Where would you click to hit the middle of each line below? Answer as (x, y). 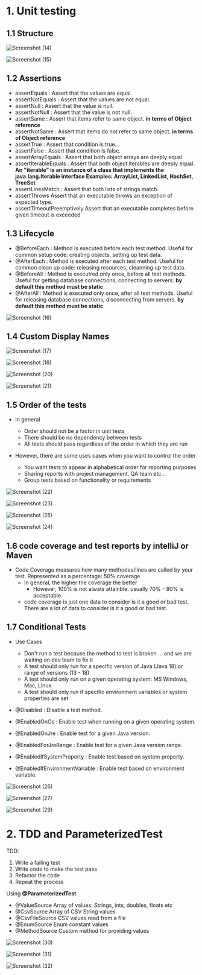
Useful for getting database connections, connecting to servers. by (99, 280)
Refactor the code (37, 875)
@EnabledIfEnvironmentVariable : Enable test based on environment (100, 768)
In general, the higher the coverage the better (80, 582)
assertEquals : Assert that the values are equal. (74, 93)
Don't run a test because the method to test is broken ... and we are (108, 653)
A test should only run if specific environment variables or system (106, 692)
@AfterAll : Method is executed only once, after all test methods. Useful (104, 293)
